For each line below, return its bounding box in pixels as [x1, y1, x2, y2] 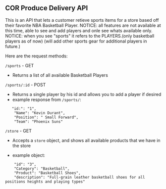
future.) [5, 43, 21, 49]
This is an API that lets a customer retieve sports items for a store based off [5, 17, 159, 23]
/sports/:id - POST [5, 82, 46, 88]
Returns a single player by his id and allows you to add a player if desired [12, 91, 162, 97]
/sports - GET [5, 62, 34, 68]
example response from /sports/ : [12, 96, 81, 102]
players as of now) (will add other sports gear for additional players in [5, 38, 147, 44]
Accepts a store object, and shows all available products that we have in [12, 137, 161, 143]
